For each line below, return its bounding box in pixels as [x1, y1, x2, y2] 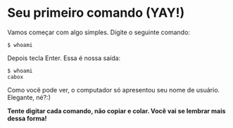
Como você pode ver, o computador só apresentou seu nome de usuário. [7, 85, 220, 94]
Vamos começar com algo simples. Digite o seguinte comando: [7, 28, 190, 36]
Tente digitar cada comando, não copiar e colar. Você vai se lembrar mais [7, 106, 226, 115]
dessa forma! [7, 114, 47, 122]
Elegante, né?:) [7, 93, 51, 101]
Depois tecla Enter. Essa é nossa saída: [7, 54, 121, 62]
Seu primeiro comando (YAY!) [7, 5, 185, 21]
